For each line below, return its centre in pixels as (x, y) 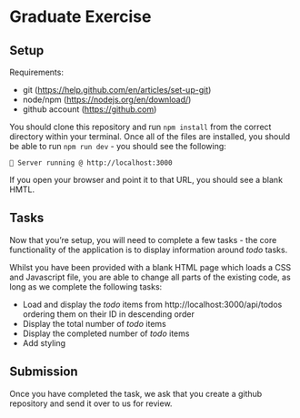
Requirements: (36, 72)
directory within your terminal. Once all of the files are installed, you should (150, 137)
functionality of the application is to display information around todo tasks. (149, 250)
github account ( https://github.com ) (90, 109)
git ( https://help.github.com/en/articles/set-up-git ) (117, 90)
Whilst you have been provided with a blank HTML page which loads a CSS (150, 267)
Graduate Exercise (80, 17)
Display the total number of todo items (94, 323)
